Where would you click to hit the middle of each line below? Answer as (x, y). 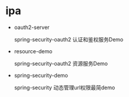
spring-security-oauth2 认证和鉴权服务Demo (69, 39)
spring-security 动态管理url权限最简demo (64, 88)
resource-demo (33, 51)
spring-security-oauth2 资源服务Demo (61, 63)
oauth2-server (32, 27)
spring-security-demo (41, 75)
